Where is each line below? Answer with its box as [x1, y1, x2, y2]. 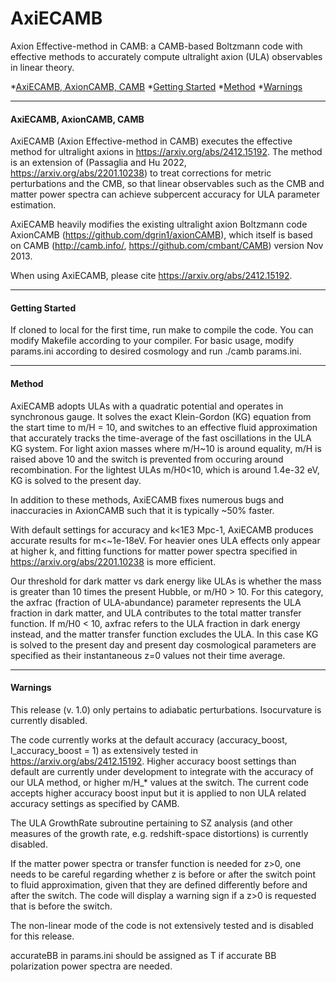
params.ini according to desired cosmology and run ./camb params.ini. [10, 345, 302, 357]
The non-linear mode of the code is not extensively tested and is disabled [10, 919, 314, 931]
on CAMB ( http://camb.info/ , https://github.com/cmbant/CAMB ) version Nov [10, 240, 324, 252]
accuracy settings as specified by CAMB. [10, 797, 180, 809]
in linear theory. [10, 61, 75, 73]
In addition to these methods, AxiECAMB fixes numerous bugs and [10, 493, 285, 506]
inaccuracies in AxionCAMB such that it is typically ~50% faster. [10, 504, 275, 516]
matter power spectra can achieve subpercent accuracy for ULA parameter [10, 188, 320, 201]
